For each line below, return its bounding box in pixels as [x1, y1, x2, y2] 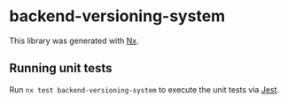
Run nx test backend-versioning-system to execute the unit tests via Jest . [9, 84, 280, 94]
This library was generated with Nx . [9, 35, 139, 46]
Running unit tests [9, 61, 113, 76]
